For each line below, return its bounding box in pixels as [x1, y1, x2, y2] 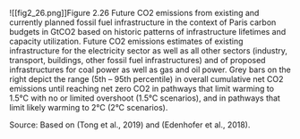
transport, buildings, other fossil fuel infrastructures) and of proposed [9, 55, 266, 65]
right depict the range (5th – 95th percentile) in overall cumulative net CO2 [9, 74, 284, 84]
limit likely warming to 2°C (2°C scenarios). [9, 102, 168, 112]
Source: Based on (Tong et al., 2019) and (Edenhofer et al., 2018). [9, 119, 251, 130]
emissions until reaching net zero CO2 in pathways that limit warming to [9, 84, 275, 94]
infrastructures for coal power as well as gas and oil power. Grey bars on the [9, 64, 291, 75]
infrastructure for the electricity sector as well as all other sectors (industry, [9, 45, 288, 56]
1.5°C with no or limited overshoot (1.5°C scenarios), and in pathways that [9, 93, 280, 103]
